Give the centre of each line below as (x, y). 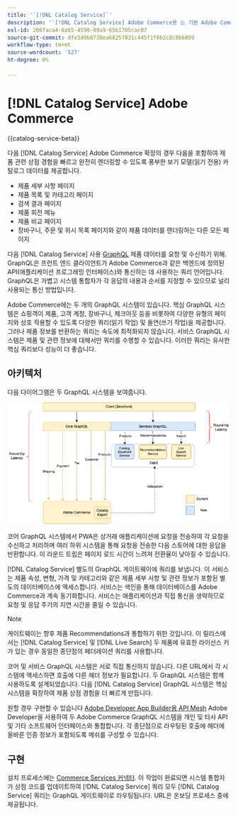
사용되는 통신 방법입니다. (41, 289)
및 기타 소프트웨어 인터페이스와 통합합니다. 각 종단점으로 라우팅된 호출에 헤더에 (116, 726)
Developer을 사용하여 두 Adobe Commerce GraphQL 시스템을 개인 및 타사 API (118, 717)
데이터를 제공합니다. (53, 170)
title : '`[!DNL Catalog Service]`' (60, 15)
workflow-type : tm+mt (39, 45)
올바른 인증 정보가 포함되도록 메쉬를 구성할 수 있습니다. (83, 735)
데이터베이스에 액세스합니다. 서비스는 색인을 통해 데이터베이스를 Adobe (119, 587)
